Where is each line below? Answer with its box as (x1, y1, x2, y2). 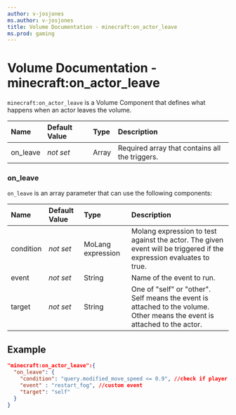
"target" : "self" (20, 388, 71, 395)
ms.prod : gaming (7, 30, 55, 37)
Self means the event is (131, 293, 209, 303)
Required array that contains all (118, 143, 221, 153)
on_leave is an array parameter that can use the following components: (7, 189, 213, 198)
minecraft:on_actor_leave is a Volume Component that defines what (7, 98, 206, 107)
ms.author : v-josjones (7, 17, 74, 24)
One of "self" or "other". (131, 284, 211, 294)
